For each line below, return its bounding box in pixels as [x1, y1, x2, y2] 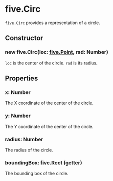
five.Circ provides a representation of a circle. [5, 20, 100, 26]
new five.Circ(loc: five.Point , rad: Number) [5, 49, 109, 56]
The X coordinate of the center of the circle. [5, 100, 94, 106]
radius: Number [5, 136, 43, 143]
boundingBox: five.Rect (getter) [5, 159, 82, 166]
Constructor [5, 34, 43, 42]
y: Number [5, 112, 31, 119]
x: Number [5, 89, 31, 95]
